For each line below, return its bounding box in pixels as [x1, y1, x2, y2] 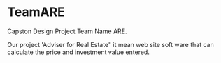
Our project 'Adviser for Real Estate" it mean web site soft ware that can [7, 40, 215, 48]
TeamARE [7, 4, 65, 20]
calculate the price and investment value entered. [7, 48, 150, 56]
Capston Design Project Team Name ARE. [7, 27, 127, 35]
